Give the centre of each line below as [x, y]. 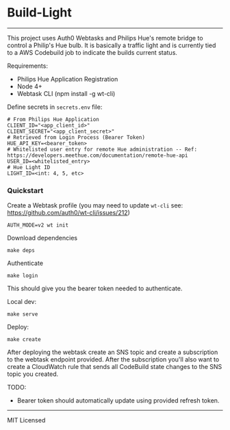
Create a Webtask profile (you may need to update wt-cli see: [95, 205]
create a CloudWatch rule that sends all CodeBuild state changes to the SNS [115, 367]
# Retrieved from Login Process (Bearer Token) [76, 137]
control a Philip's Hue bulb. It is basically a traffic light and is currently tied [112, 45]
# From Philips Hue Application [53, 119]
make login [23, 276]
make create [24, 340]
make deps [21, 251]
